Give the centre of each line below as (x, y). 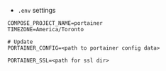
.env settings (37, 10)
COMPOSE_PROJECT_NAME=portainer (55, 23)
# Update (20, 42)
